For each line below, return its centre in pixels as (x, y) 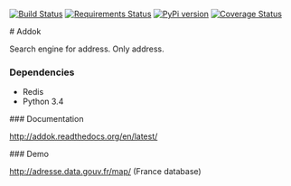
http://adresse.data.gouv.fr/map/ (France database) (105, 172)
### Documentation (47, 119)
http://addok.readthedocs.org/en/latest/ (84, 136)
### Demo (29, 154)
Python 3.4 (43, 102)
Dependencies (42, 72)
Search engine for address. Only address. (87, 49)
